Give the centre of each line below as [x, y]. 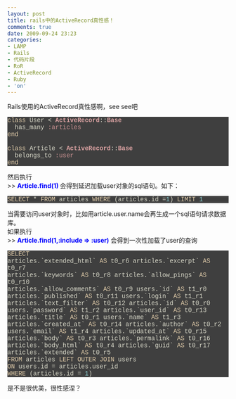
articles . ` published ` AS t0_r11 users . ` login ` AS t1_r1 [105, 297]
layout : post [26, 14]
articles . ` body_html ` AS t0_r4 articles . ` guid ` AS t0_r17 [109, 346]
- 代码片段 [21, 60]
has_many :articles [48, 128]
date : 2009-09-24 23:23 [42, 33]
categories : [25, 40]
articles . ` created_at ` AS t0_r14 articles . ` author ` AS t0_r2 [114, 325]
